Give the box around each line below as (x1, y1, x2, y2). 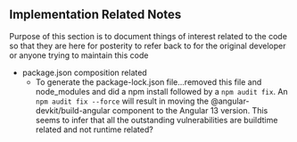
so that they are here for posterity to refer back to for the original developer (9, 40, 286, 51)
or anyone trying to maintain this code (9, 49, 149, 61)
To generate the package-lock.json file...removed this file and (35, 76, 262, 88)
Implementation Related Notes (9, 7, 182, 22)
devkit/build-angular (35, 104, 111, 115)
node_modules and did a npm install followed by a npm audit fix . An (35, 86, 288, 96)
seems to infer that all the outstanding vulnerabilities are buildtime (35, 114, 278, 125)
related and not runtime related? (35, 124, 153, 135)
